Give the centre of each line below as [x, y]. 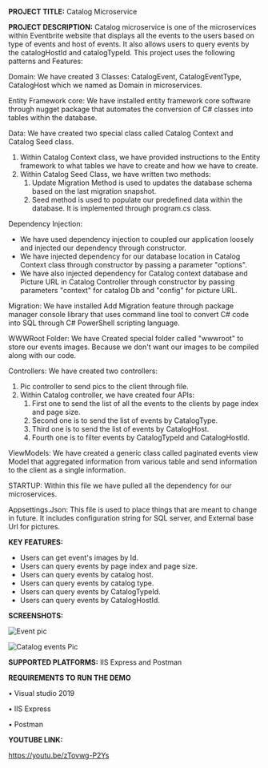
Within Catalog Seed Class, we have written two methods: [115, 174]
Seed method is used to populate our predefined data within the [137, 200]
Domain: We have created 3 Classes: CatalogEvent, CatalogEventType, [125, 76]
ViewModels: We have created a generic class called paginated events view [133, 453]
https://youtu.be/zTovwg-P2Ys [59, 755]
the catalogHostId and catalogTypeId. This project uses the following [122, 52]
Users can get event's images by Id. [79, 557]
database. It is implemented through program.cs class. [122, 208]
